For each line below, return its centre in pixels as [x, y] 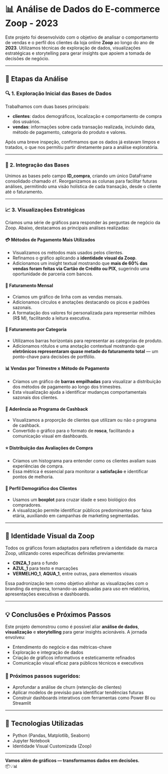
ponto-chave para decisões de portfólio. [54, 357]
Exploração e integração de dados [48, 653]
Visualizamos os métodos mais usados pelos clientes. [68, 253]
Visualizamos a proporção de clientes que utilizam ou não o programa [84, 420]
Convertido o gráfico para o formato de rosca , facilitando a [73, 431]
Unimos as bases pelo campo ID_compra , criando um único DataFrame [78, 176]
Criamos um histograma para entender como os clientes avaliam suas [84, 461]
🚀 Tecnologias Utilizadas [44, 723]
